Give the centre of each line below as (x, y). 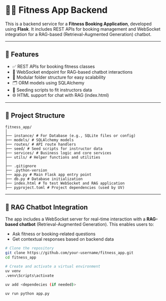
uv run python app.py (27, 294)
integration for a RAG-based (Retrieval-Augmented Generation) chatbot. (78, 34)
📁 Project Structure (35, 116)
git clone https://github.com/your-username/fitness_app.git (69, 253)
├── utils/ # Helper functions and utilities (53, 157)
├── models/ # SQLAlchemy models (40, 140)
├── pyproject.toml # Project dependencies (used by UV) (65, 187)
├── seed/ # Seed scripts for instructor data (54, 149)
